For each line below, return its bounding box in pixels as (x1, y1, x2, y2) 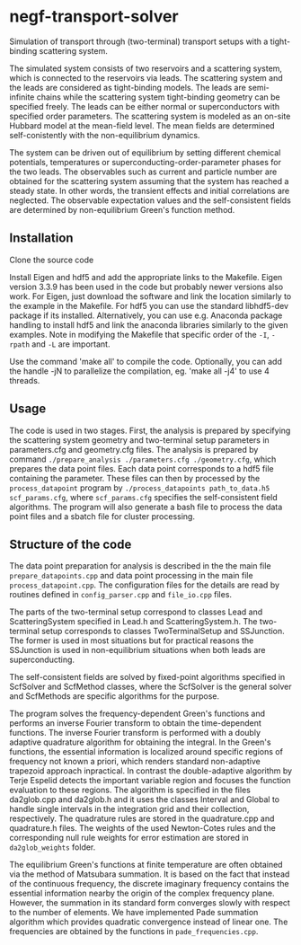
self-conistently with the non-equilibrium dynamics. (9, 129, 200, 140)
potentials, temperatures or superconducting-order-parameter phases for (9, 156, 281, 167)
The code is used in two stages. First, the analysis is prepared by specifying (9, 425, 291, 436)
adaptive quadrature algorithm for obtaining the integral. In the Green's (9, 737, 271, 747)
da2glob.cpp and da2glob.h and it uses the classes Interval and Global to (9, 794, 280, 805)
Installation (9, 231, 74, 246)
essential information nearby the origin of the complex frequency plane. (9, 888, 275, 899)
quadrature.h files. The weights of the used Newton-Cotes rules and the (9, 823, 276, 834)
